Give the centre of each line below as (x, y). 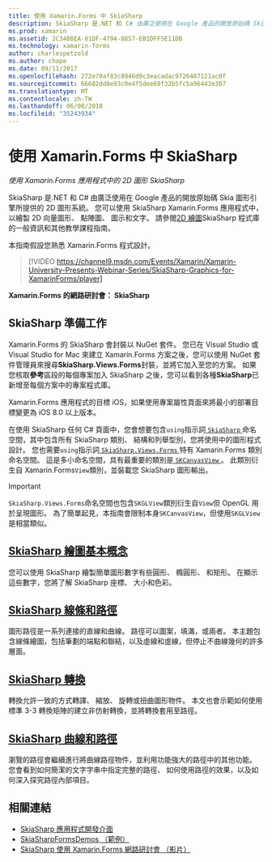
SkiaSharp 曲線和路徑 (63, 738)
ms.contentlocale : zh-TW (50, 99)
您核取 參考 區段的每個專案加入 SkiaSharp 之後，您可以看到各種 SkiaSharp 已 (134, 374)
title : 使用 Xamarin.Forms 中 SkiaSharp (76, 16)
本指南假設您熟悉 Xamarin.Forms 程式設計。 (82, 245)
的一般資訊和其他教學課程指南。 (62, 228)
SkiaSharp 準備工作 (57, 324)
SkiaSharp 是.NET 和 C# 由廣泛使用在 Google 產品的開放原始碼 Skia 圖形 (130, 197)
